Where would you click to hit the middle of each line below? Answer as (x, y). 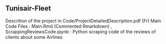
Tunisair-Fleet (28, 8)
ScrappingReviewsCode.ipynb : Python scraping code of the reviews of (81, 31)
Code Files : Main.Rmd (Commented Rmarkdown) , (59, 26)
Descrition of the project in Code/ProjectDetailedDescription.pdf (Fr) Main (83, 20)
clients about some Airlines (34, 37)
